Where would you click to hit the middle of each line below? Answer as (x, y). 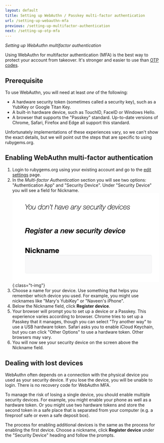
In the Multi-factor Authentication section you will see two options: (79, 180)
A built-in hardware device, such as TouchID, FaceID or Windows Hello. (84, 112)
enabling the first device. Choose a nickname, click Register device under (80, 430)
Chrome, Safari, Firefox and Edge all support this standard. (71, 123)
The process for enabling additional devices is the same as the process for (80, 425)
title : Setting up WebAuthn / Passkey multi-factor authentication (75, 15)
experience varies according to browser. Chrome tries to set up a (77, 316)
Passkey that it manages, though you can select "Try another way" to (82, 322)
